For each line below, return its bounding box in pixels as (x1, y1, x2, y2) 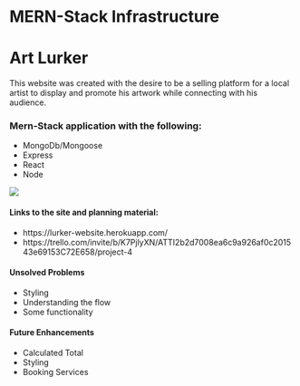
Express (22, 150, 53, 160)
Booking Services (22, 367, 89, 378)
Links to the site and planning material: (9, 207, 159, 218)
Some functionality (22, 306, 93, 317)
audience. (9, 97, 47, 108)
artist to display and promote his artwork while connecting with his (9, 88, 258, 99)
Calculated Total (22, 347, 84, 359)
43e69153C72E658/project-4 (22, 246, 133, 257)
